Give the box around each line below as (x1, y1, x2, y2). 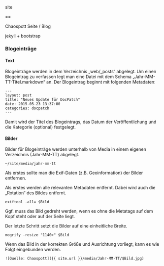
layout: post (5, 93, 32, 98)
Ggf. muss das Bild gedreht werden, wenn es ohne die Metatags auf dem (5, 208, 153, 214)
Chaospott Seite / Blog (5, 23, 51, 29)
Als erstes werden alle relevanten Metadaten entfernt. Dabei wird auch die (5, 185, 156, 191)
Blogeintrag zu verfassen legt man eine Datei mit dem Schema (5, 74, 132, 80)
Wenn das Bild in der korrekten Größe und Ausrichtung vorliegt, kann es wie (5, 241, 160, 247)
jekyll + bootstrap (5, 33, 41, 39)
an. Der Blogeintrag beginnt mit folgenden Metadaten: (46, 79, 156, 85)
